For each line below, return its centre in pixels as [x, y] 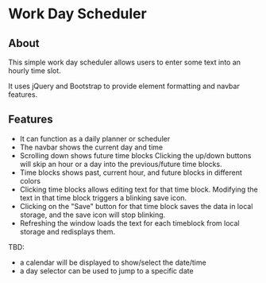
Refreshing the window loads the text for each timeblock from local [129, 223]
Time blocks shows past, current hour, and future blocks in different [131, 173]
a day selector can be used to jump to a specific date [106, 270]
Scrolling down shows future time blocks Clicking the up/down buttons [135, 155]
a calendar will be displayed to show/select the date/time [113, 262]
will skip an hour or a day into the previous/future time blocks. [121, 164]
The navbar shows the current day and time [91, 147]
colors [30, 180]
